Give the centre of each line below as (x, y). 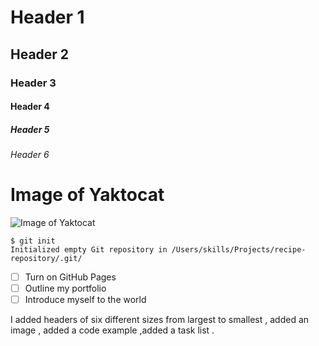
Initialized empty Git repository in (89, 250)
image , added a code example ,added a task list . (112, 330)
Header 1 (47, 17)
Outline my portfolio (65, 288)
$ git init (33, 241)
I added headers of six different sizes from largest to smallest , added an (160, 320)
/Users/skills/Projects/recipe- (239, 250)
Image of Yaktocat (87, 195)
